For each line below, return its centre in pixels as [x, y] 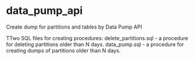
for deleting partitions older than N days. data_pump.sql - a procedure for [95, 44]
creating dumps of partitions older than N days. [63, 50]
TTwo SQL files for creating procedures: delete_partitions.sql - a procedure [97, 38]
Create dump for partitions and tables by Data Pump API [74, 27]
